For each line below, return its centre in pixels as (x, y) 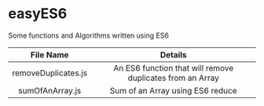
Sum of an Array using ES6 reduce (173, 90)
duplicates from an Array (174, 78)
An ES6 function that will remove (174, 68)
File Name (49, 54)
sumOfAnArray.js (50, 90)
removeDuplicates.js (50, 73)
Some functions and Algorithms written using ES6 (88, 35)
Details (173, 54)
